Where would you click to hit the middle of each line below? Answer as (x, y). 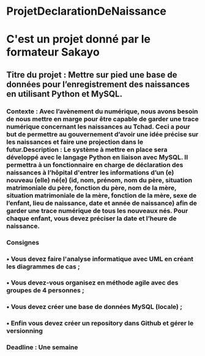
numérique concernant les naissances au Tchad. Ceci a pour (98, 127)
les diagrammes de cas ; (43, 266)
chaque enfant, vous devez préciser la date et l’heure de (91, 218)
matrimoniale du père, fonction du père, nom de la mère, (91, 188)
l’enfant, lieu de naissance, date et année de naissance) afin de (102, 203)
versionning (24, 331)
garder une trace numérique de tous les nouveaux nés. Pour (97, 210)
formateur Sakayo (53, 52)
